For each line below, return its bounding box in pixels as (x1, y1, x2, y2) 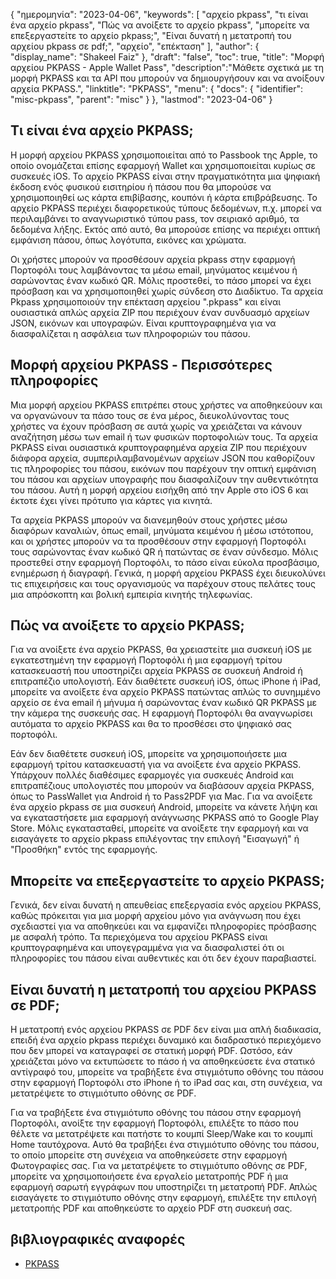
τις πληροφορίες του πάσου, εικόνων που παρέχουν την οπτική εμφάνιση (10, 462, 317, 474)
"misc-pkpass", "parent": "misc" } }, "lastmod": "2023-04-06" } (10, 94, 273, 105)
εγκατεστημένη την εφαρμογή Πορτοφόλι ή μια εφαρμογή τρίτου (10, 654, 283, 666)
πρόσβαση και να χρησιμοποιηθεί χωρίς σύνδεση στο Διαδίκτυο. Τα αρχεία (10, 285, 324, 297)
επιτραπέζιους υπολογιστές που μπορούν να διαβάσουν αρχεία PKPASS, (10, 780, 315, 792)
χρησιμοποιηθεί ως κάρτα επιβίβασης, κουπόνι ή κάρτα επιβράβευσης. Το (10, 191, 318, 203)
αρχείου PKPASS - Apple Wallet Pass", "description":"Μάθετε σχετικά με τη (10, 62, 325, 73)
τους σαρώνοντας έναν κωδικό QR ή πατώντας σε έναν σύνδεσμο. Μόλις (10, 545, 319, 558)
